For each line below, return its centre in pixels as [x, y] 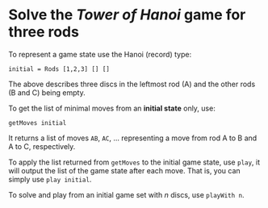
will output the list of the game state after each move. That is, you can [124, 170]
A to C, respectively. [42, 146]
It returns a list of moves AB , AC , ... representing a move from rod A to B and [133, 138]
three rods [44, 32]
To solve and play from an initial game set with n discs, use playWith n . [126, 194]
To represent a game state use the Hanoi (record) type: [100, 54]
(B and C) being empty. [47, 92]
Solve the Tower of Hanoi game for [127, 15]
